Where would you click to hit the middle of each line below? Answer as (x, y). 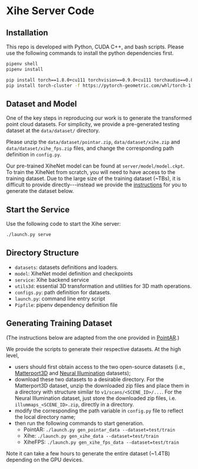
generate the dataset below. (40, 191)
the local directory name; (45, 416)
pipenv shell (22, 64)
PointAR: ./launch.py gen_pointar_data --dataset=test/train (99, 429)
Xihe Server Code (50, 11)
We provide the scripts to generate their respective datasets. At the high (94, 349)
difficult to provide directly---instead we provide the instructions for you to (97, 185)
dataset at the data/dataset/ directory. (53, 130)
